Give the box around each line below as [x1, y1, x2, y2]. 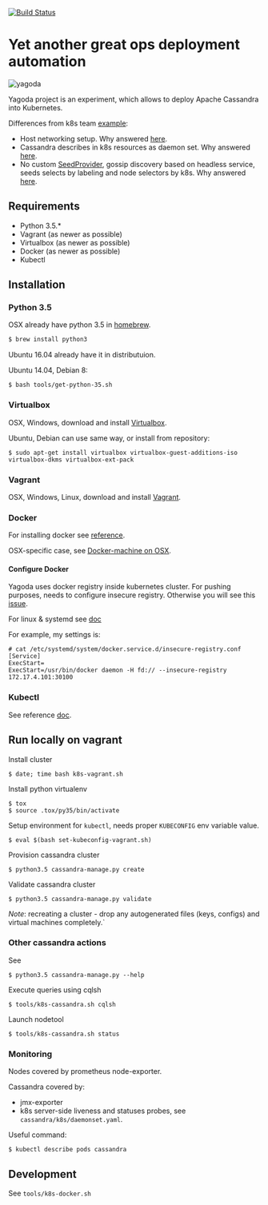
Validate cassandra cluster [8, 880, 96, 889]
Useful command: [8, 1130, 67, 1139]
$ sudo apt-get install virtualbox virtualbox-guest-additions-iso [8, 449, 238, 457]
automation [8, 53, 86, 71]
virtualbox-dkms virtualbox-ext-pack [8, 456, 134, 464]
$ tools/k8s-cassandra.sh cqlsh [8, 1000, 116, 1008]
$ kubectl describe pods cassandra [8, 1146, 127, 1154]
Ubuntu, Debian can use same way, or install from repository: [8, 433, 210, 443]
